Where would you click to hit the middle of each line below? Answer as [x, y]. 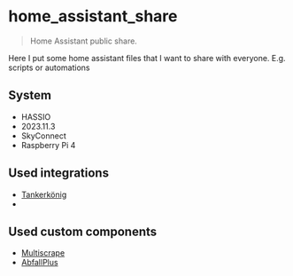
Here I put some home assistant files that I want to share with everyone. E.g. [147, 58]
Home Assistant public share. [84, 41]
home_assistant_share [93, 16]
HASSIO [36, 116]
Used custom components [83, 231]
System [30, 95]
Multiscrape [43, 253]
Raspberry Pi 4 [48, 145]
